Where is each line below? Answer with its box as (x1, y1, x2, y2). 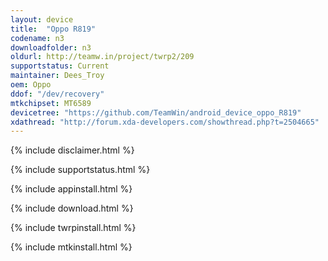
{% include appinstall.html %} (10, 183, 133, 195)
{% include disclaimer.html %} (10, 144, 135, 156)
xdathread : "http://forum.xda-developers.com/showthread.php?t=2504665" (10, 117, 320, 127)
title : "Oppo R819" (10, 24, 97, 34)
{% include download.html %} (10, 202, 134, 215)
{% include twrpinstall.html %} (10, 222, 137, 234)
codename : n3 (10, 33, 65, 43)
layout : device (10, 14, 74, 25)
